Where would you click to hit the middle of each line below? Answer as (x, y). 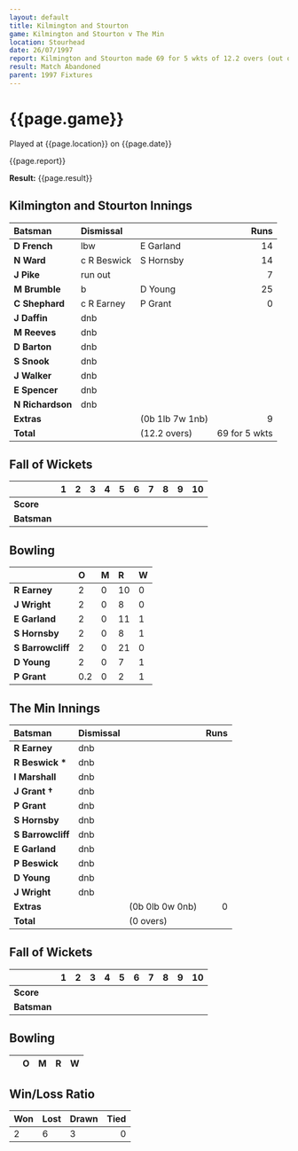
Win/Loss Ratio (52, 1094)
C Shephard (39, 303)
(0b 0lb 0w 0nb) (163, 906)
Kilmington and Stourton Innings (101, 206)
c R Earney (103, 303)
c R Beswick (106, 260)
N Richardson (43, 404)
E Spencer (36, 389)
